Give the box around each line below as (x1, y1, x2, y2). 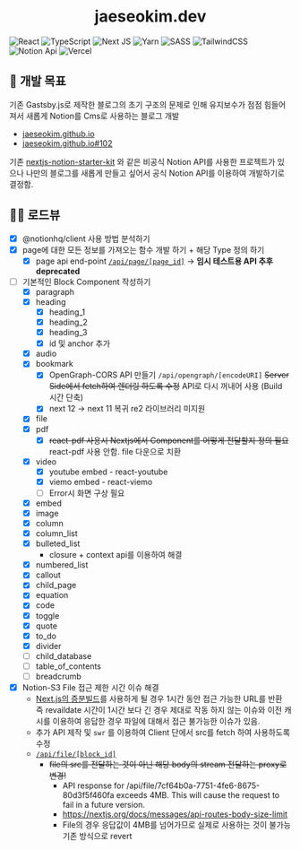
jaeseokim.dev (94, 6, 207, 27)
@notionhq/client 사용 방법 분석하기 (21, 233, 150, 244)
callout (35, 569, 61, 580)
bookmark (35, 359, 73, 369)
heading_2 (48, 317, 88, 327)
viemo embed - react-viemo (48, 476, 153, 487)
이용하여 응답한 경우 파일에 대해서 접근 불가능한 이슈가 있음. (52, 716, 261, 726)
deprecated (35, 265, 81, 276)
